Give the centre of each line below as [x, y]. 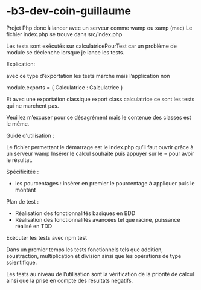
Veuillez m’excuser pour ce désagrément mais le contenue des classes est [99, 117]
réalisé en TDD [33, 226]
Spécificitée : [23, 172]
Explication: [21, 64]
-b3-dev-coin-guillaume [69, 11]
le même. [18, 124]
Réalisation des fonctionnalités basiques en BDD [75, 213]
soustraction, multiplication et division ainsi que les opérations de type [94, 256]
